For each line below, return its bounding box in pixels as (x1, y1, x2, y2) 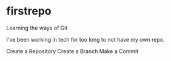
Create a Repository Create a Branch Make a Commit (6, 47, 139, 55)
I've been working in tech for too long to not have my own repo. (6, 36, 165, 43)
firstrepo (6, 4, 52, 18)
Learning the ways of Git (6, 24, 68, 31)
